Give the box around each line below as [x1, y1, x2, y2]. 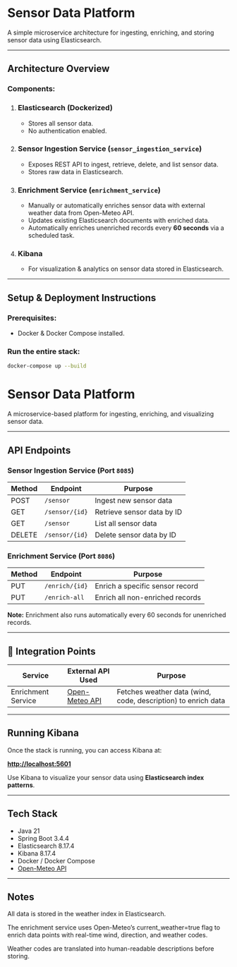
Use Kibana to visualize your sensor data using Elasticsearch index [7, 773, 205, 781]
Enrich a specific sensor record [95, 581, 199, 591]
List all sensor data [95, 518, 157, 528]
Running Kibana [7, 727, 79, 739]
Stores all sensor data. [28, 118, 94, 128]
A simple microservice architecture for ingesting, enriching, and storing [7, 28, 214, 37]
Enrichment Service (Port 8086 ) [7, 551, 115, 561]
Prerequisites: [7, 312, 57, 322]
